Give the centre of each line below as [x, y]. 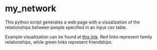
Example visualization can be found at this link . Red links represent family [79, 37]
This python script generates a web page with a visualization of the [73, 22]
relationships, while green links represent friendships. [59, 42]
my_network [31, 9]
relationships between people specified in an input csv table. [66, 27]
